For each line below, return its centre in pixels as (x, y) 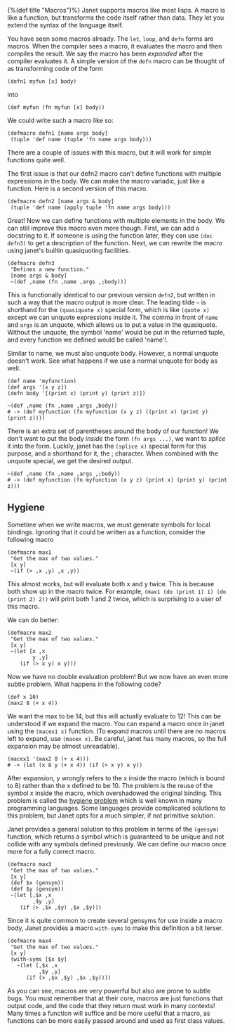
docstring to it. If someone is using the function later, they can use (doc (110, 236)
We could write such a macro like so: (60, 120)
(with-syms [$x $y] (39, 959)
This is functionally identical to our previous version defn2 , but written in (111, 295)
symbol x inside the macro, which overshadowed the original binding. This (115, 793)
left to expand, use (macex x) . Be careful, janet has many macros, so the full (117, 738)
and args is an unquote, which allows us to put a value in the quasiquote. (112, 325)
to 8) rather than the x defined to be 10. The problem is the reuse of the (110, 785)
